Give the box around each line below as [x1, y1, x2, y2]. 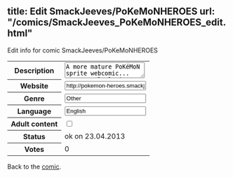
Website [20, 81, 49, 91]
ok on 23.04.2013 [64, 132, 126, 141]
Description [14, 66, 55, 76]
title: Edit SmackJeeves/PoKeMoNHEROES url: [7, 6, 215, 17]
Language [17, 106, 51, 116]
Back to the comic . [7, 162, 62, 171]
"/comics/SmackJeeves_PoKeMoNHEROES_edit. [7, 17, 227, 29]
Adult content [11, 119, 58, 129]
